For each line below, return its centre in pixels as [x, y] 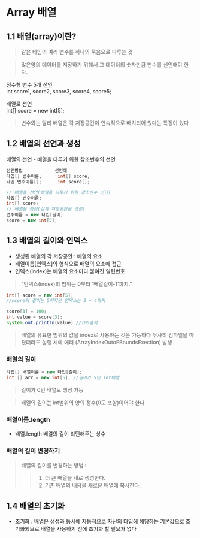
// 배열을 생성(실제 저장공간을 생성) [46, 209]
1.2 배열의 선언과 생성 [43, 143]
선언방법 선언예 [37, 170]
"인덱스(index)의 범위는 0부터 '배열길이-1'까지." [77, 284]
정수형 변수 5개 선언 [29, 85]
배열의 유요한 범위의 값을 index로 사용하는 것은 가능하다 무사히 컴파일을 [104, 335]
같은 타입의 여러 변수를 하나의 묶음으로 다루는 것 [77, 52]
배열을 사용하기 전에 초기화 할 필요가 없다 [89, 529]
